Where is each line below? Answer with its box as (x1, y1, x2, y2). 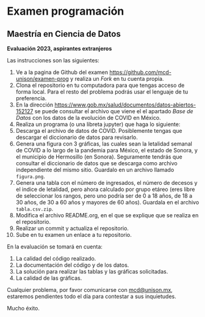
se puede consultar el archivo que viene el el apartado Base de (34, 108, 194, 114)
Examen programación (7, 4, 124, 18)
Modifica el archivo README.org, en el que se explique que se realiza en (15, 212, 199, 218)
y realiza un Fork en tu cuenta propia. (70, 75, 164, 82)
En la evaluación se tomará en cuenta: (7, 243, 103, 250)
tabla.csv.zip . (15, 205, 54, 212)
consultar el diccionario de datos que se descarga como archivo (15, 160, 178, 166)
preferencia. (15, 95, 47, 102)
